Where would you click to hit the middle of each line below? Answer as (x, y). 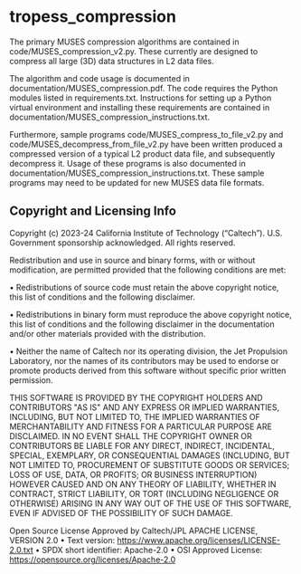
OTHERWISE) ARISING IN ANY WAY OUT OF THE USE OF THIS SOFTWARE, (150, 503)
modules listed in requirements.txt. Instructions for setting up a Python (141, 98)
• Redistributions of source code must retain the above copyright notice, (144, 287)
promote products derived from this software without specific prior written (148, 370)
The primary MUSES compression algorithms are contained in (124, 42)
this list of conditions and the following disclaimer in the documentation (142, 324)
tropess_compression (93, 17)
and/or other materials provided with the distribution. (108, 333)
